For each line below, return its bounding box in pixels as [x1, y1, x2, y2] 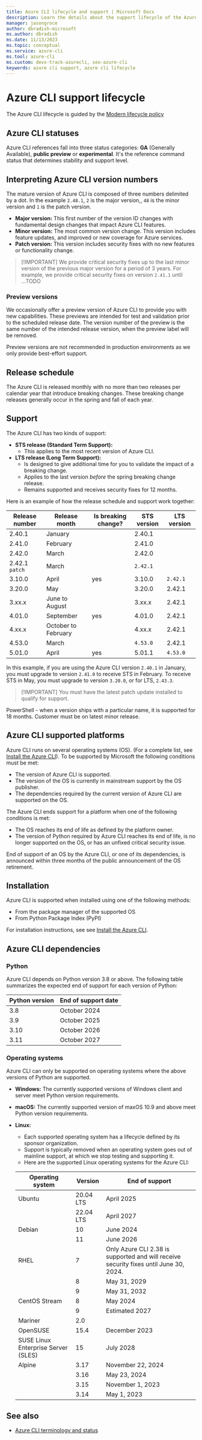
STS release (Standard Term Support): [14, 441, 113, 448]
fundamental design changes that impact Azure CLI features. [14, 221, 167, 228]
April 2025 [106, 1194, 136, 1203]
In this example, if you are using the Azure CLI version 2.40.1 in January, [6, 663, 186, 671]
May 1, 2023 [106, 1390, 143, 1398]
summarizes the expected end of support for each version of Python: [6, 982, 178, 989]
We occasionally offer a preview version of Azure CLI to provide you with [6, 306, 187, 314]
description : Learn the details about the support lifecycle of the [6, 14, 182, 20]
